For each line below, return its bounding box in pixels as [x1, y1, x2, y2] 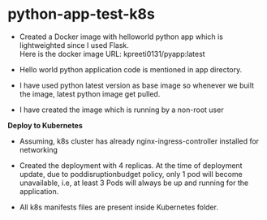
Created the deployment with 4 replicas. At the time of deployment [19, 160, 243, 170]
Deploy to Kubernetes [7, 120, 83, 130]
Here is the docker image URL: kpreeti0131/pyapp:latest [19, 49, 205, 58]
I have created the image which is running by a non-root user [19, 105, 224, 114]
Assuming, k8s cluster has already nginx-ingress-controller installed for [19, 136, 260, 146]
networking [19, 145, 58, 154]
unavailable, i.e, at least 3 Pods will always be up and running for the [19, 178, 249, 188]
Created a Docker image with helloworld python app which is [19, 32, 224, 41]
